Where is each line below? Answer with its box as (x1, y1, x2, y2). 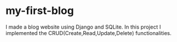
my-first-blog (5, 4, 74, 17)
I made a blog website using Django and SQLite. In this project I (5, 23, 162, 30)
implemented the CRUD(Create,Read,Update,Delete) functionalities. (5, 29, 172, 36)
